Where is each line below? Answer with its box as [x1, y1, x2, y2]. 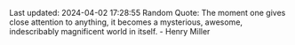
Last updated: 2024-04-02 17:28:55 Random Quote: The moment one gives [9, 8, 286, 18]
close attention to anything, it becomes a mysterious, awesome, [9, 17, 243, 27]
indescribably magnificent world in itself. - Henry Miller [9, 26, 211, 36]
